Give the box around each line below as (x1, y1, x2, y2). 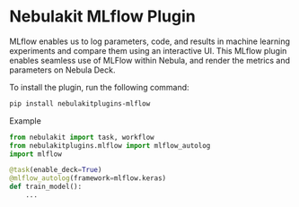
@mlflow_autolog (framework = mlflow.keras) (9, 174, 167, 183)
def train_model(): (9, 182, 83, 192)
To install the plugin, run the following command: (9, 82, 190, 92)
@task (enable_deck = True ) (9, 166, 102, 175)
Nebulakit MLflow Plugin (9, 6, 196, 27)
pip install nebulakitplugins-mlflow (9, 99, 151, 108)
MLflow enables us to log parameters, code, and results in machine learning (9, 36, 290, 47)
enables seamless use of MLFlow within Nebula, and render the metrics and (9, 55, 290, 65)
